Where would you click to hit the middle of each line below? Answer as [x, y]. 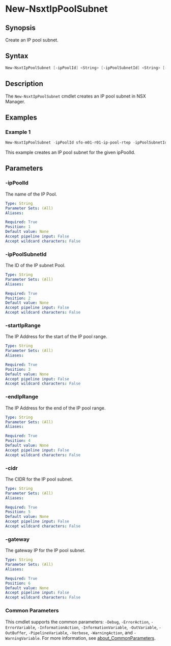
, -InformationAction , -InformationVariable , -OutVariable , [96, 627]
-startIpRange [23, 325]
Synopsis [20, 28]
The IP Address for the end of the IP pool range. [55, 408]
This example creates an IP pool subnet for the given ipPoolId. [70, 152]
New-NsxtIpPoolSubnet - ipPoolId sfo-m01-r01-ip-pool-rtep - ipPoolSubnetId [86, 143]
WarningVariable [22, 638]
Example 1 [18, 132]
